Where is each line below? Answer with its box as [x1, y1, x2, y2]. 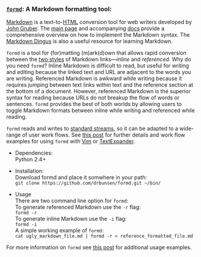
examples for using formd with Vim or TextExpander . [6, 138, 135, 145]
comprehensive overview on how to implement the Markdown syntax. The [6, 31, 190, 39]
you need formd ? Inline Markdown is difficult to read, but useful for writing [6, 62, 190, 69]
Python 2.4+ [14, 156, 46, 163]
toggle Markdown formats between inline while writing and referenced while [6, 107, 196, 114]
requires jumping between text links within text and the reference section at [6, 81, 194, 88]
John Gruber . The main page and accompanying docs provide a [6, 25, 165, 32]
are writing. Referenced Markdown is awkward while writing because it [6, 75, 182, 82]
